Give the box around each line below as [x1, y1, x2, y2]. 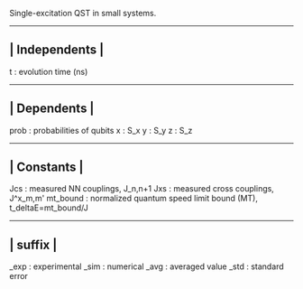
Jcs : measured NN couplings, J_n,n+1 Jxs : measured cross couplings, [9, 183, 275, 194]
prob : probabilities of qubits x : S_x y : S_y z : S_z [9, 125, 193, 135]
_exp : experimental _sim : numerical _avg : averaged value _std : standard [9, 261, 284, 272]
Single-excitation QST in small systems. [9, 8, 157, 18]
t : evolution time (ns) [9, 66, 88, 77]
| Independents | [9, 42, 105, 58]
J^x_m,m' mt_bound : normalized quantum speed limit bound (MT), [9, 193, 259, 204]
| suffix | [9, 237, 58, 252]
